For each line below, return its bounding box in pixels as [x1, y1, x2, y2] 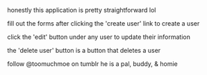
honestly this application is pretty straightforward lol [7, 6, 156, 14]
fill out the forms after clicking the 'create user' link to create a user [7, 19, 200, 27]
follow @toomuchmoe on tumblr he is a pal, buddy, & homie [7, 60, 179, 68]
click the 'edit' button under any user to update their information [7, 33, 191, 41]
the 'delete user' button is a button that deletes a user [7, 47, 161, 54]
